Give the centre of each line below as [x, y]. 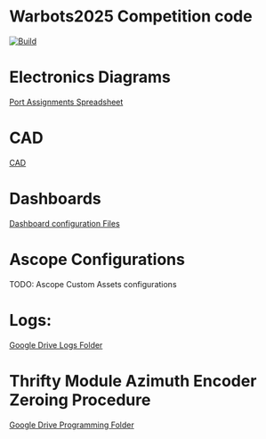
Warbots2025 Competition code [131, 17]
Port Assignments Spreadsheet [66, 102]
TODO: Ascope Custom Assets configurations [93, 284]
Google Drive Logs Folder [56, 344]
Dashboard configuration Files [64, 223]
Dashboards [55, 199]
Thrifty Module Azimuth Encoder [133, 381]
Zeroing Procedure [80, 400]
